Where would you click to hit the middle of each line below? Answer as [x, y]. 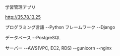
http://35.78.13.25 [23, 17]
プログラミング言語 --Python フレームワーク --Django [60, 27]
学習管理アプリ [20, 7]
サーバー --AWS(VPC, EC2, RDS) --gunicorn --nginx [59, 48]
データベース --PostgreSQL [33, 38]
